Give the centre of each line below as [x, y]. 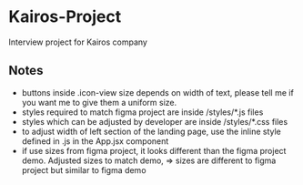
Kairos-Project [65, 17]
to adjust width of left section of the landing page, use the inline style [151, 131]
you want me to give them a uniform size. [99, 102]
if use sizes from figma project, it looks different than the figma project [154, 150]
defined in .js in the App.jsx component [95, 141]
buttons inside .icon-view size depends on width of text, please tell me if [158, 92]
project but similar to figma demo [84, 170]
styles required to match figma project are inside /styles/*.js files [142, 112]
